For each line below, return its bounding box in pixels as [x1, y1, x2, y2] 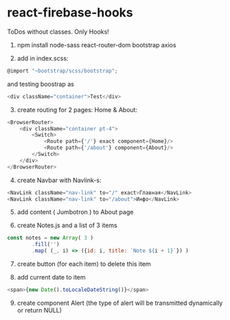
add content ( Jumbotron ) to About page [16, 208, 134, 216]
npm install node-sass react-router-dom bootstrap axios [16, 41, 176, 49]
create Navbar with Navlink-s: [16, 176, 102, 184]
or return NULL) [16, 306, 62, 314]
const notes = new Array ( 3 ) [7, 235, 94, 242]
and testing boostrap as [7, 80, 74, 88]
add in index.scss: [16, 54, 69, 62]
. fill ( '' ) [32, 241, 60, 248]
